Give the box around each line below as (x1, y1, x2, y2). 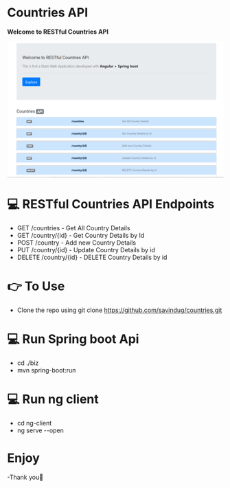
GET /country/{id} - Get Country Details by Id (16, 231, 145, 239)
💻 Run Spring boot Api (7, 331, 139, 346)
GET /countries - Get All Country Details (16, 223, 130, 232)
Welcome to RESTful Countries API (7, 27, 108, 36)
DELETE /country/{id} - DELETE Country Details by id (16, 253, 168, 261)
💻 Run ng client (7, 391, 100, 407)
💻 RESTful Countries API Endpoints (7, 197, 215, 212)
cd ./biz (16, 359, 39, 367)
